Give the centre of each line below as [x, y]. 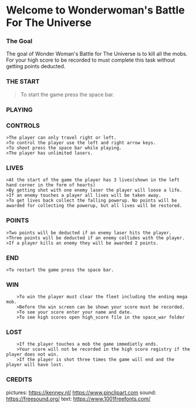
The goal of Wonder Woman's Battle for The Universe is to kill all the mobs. [97, 54]
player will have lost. [35, 365]
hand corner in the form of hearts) [51, 185]
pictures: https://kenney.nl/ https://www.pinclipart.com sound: [81, 392]
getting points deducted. [36, 66]
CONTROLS [23, 125]
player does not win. [33, 355]
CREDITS [19, 380]
